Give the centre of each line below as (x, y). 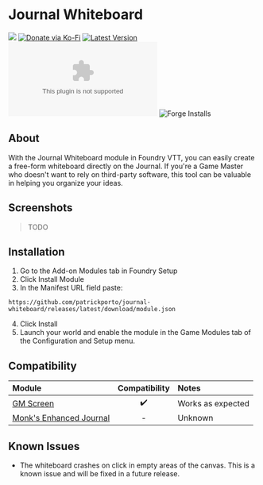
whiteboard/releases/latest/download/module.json (92, 310)
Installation (37, 252)
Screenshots (41, 208)
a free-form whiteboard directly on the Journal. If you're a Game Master (126, 166)
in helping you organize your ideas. (66, 183)
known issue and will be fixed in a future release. (100, 473)
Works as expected (214, 403)
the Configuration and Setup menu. (77, 341)
